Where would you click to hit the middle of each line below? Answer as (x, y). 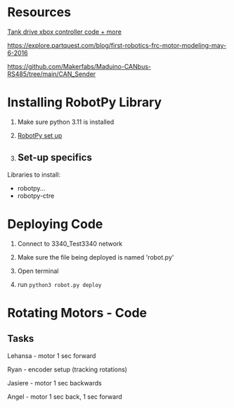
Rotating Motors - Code (77, 313)
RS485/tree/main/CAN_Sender (52, 74)
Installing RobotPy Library (85, 102)
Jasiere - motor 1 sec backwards (54, 383)
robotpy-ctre (36, 196)
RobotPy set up (40, 135)
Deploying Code (55, 224)
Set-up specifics (55, 158)
